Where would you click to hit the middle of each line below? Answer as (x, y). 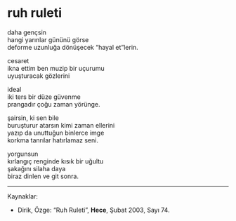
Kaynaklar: (23, 196)
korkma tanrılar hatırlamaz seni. (53, 140)
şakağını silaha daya (37, 168)
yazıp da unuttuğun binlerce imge (56, 133)
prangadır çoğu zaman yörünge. (54, 104)
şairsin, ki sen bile (33, 118)
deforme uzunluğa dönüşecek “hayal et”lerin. (73, 47)
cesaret (18, 60)
